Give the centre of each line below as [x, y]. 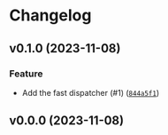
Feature [26, 74]
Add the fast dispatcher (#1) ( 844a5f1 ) [91, 92]
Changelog [50, 16]
